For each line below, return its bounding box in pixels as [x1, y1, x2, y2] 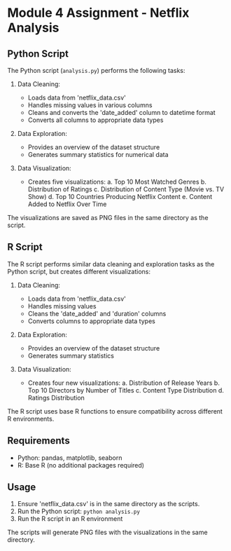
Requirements [7, 435, 70, 447]
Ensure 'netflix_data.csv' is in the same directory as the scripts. [17, 500, 200, 508]
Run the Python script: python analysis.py [17, 507, 140, 516]
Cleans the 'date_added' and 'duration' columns [27, 309, 167, 318]
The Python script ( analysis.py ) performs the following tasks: [7, 67, 185, 74]
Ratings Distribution [27, 393, 85, 402]
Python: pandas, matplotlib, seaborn [17, 454, 122, 462]
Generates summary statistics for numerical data [27, 151, 169, 158]
